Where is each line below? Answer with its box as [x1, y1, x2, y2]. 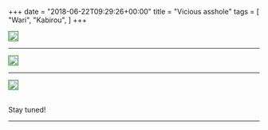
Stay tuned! [8, 105, 46, 114]
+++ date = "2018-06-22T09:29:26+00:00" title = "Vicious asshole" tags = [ [8, 7, 259, 16]
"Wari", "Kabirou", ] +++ [8, 15, 88, 25]
